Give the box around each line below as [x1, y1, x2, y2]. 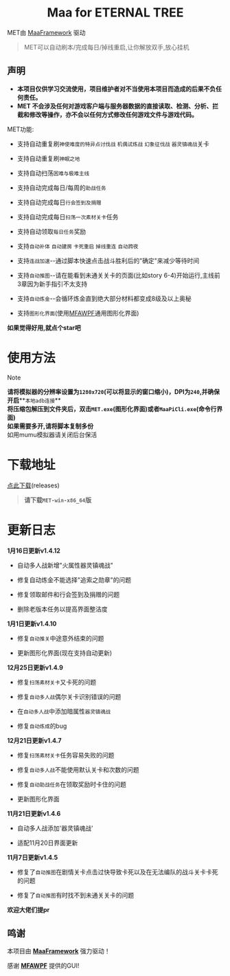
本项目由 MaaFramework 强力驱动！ [7, 947, 111, 955]
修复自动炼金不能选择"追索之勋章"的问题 [16, 575, 132, 584]
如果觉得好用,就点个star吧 [7, 323, 81, 331]
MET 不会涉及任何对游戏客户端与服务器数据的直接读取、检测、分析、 [16, 102, 213, 110]
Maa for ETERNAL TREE [47, 5, 184, 21]
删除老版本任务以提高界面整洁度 [16, 605, 108, 613]
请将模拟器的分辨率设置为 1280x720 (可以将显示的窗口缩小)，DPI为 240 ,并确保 [7, 387, 220, 396]
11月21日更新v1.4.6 [7, 809, 61, 817]
